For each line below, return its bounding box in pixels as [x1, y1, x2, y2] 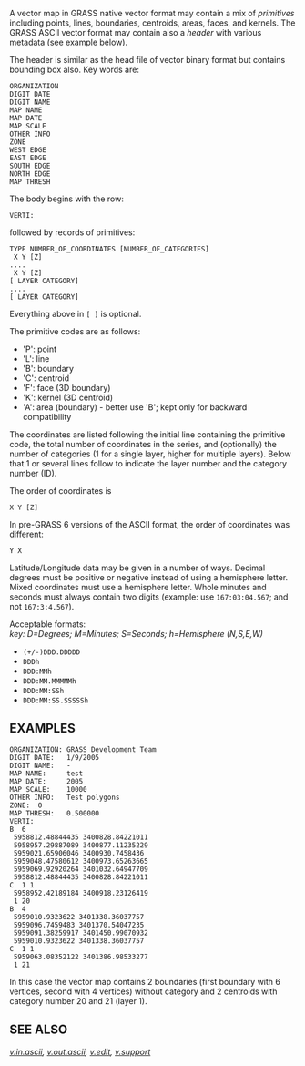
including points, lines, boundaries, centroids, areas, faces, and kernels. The [9, 17, 296, 28]
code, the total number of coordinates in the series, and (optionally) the [9, 439, 278, 449]
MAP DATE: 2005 [9, 776, 84, 786]
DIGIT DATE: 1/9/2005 [9, 753, 100, 762]
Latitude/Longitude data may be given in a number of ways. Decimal [9, 562, 266, 573]
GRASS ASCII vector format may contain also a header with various [9, 27, 262, 37]
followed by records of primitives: [9, 227, 136, 238]
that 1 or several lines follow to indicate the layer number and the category [9, 458, 288, 468]
